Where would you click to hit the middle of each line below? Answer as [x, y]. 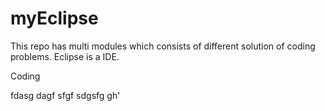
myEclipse [54, 18]
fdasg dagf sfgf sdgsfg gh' [65, 95]
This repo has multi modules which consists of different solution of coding [163, 46]
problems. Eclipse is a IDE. [65, 56]
